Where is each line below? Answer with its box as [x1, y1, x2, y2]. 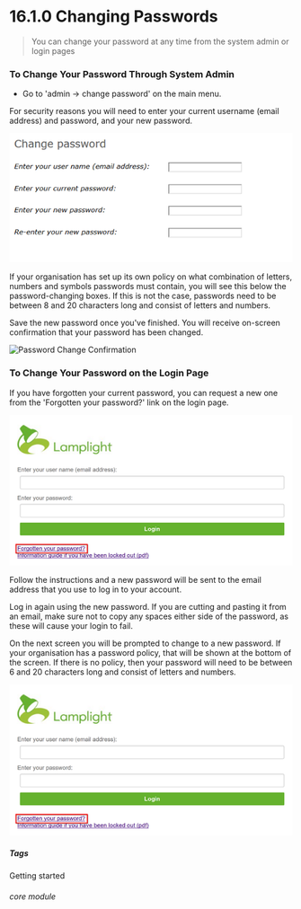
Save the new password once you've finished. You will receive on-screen [9, 317, 281, 329]
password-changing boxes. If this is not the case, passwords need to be [9, 290, 277, 302]
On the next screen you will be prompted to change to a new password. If [9, 638, 281, 649]
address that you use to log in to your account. [9, 584, 182, 595]
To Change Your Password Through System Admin [9, 67, 235, 80]
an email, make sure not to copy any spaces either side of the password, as [9, 611, 289, 622]
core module [9, 891, 57, 902]
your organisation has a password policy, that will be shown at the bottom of [9, 648, 292, 658]
